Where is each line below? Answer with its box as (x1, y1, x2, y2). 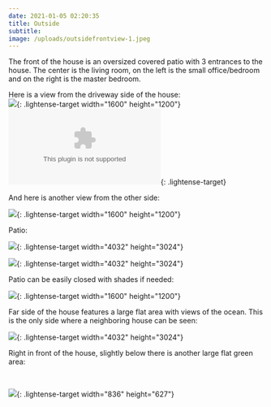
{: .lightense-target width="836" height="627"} (16, 389, 174, 399)
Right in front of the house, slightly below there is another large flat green (8, 349, 254, 358)
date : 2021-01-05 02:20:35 (8, 11, 100, 20)
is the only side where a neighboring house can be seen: (8, 316, 198, 326)
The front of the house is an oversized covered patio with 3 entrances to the (8, 57, 264, 67)
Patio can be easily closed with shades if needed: (8, 275, 174, 284)
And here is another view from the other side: (8, 193, 160, 203)
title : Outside (8, 19, 60, 28)
